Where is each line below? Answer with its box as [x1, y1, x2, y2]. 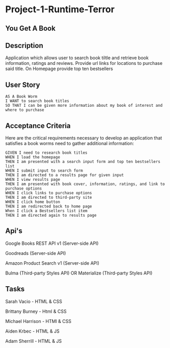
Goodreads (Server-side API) [5, 250, 66, 256]
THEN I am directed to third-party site [5, 195, 93, 200]
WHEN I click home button [5, 199, 60, 205]
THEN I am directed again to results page [5, 213, 97, 218]
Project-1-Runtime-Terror [5, 4, 115, 15]
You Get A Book [5, 24, 56, 33]
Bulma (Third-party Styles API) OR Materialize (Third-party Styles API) [5, 270, 153, 276]
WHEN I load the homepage [5, 155, 60, 160]
